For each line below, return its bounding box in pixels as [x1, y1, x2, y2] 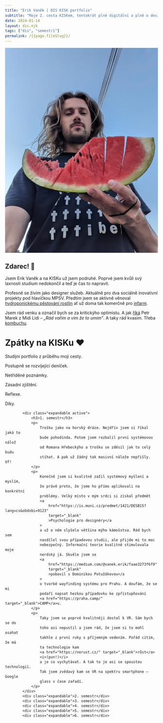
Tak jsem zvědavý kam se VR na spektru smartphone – [39, 669, 149, 674]
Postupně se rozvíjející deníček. [5, 362, 69, 368]
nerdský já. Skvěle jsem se [39, 552, 97, 557]
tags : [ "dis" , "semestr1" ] [5, 28, 60, 34]
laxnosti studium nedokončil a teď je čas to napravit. [5, 281, 110, 286]
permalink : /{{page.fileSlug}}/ [5, 34, 70, 39]
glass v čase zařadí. [39, 679, 83, 684]
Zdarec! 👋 [5, 262, 35, 271]
